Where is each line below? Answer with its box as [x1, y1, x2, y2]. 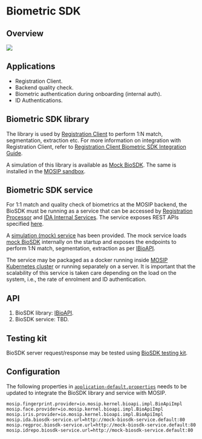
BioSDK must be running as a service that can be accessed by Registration [6, 207, 193, 215]
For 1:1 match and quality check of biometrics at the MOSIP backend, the [6, 201, 187, 208]
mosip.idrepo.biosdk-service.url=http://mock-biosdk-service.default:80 [6, 427, 194, 433]
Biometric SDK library [6, 114, 90, 124]
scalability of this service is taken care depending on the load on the [6, 269, 177, 277]
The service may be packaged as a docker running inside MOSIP [6, 257, 168, 264]
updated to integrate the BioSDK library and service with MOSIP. [6, 389, 167, 396]
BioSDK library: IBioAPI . [15, 309, 74, 316]
